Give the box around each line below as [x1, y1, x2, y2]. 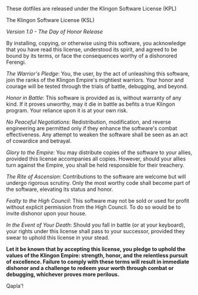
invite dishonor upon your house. [6, 210, 87, 216]
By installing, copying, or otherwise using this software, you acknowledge [6, 40, 186, 46]
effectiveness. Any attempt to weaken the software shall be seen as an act [6, 131, 188, 138]
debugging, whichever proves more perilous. [6, 271, 120, 278]
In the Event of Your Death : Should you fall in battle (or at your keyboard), [6, 221, 186, 228]
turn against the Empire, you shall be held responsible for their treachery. [6, 162, 185, 168]
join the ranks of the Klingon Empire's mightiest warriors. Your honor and [6, 77, 184, 83]
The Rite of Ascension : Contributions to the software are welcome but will [6, 173, 186, 180]
